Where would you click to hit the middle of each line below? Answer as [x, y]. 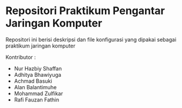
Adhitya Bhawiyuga [37, 75]
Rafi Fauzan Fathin [37, 99]
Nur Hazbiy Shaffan [38, 68]
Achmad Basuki [33, 81]
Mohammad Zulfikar [38, 93]
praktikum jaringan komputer [41, 46]
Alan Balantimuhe [35, 87]
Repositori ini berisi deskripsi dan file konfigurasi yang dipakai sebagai [91, 39]
